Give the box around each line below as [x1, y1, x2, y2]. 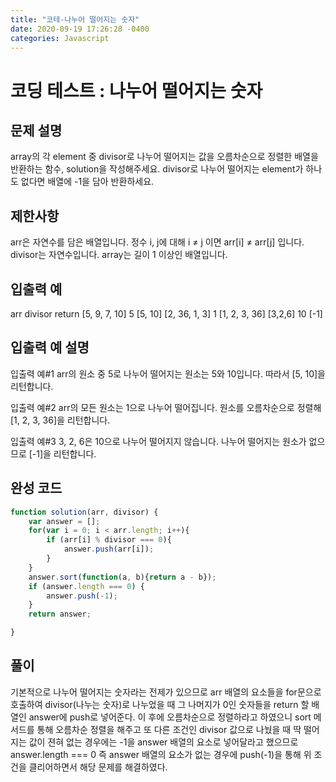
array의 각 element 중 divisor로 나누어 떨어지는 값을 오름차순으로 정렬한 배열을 [10, 151, 319, 163]
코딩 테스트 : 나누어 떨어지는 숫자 [10, 79, 263, 102]
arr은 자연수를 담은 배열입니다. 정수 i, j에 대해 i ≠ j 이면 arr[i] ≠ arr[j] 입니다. [10, 236, 305, 248]
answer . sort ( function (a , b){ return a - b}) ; [28, 572, 217, 582]
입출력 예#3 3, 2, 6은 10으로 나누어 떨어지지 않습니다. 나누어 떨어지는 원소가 [10, 435, 307, 447]
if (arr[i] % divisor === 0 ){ [46, 535, 172, 545]
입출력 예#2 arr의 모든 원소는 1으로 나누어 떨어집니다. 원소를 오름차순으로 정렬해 [10, 401, 322, 413]
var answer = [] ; [28, 516, 101, 526]
